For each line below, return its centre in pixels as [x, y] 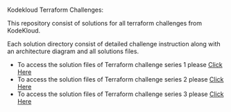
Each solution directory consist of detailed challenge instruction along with [114, 44]
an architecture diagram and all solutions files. [73, 51]
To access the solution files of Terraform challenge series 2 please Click [120, 79]
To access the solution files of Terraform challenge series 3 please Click [120, 94]
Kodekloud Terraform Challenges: [55, 10]
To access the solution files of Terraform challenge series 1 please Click [120, 65]
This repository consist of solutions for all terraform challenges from [105, 23]
